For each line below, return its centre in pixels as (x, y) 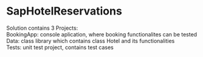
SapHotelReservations (64, 11)
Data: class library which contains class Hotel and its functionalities (91, 41)
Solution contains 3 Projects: (42, 28)
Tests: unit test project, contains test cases (60, 47)
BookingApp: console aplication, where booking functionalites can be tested (102, 34)
